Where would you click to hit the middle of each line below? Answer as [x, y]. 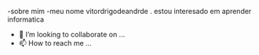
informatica [26, 19]
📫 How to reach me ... [55, 43]
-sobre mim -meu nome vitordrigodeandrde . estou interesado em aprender [129, 11]
